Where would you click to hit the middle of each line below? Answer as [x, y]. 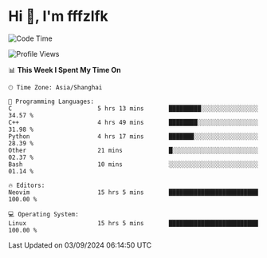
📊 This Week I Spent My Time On [65, 69]
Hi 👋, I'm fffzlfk [59, 16]
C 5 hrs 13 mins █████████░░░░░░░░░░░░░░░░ [133, 108]
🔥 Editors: [27, 185]
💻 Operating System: [44, 214]
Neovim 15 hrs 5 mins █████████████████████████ [133, 192]
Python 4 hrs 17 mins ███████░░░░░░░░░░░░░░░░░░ [133, 136]
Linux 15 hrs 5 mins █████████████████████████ [133, 223]
